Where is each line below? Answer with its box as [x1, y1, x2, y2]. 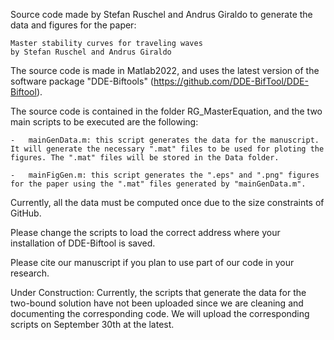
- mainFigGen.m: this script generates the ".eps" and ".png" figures [10, 170, 320, 180]
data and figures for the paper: [10, 19, 137, 31]
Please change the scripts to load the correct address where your [10, 227, 281, 238]
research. [10, 267, 50, 279]
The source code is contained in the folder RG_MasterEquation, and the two [10, 105, 323, 117]
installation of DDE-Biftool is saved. [10, 237, 156, 249]
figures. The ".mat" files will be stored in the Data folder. [10, 153, 280, 163]
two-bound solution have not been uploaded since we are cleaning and [10, 297, 304, 309]
